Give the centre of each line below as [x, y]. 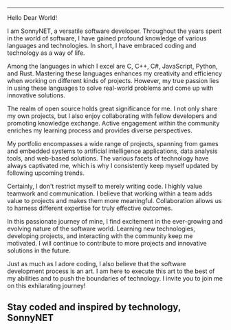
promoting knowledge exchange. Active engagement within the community [113, 123]
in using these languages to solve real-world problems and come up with [110, 88]
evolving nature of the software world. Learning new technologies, [101, 228]
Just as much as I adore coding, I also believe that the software [97, 264]
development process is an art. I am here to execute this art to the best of [111, 271]
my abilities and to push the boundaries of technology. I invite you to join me [115, 278]
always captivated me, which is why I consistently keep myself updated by [113, 166]
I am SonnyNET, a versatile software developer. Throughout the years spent [114, 31]
